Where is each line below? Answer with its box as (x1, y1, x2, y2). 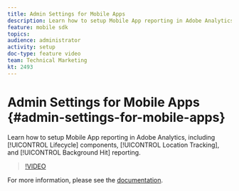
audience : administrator (7, 37, 81, 44)
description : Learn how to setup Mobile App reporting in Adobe (7, 17, 202, 24)
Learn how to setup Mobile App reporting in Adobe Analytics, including (7, 133, 216, 141)
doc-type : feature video (7, 51, 81, 58)
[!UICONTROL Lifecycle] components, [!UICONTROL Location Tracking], (7, 140, 220, 149)
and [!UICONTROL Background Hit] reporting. (7, 148, 141, 157)
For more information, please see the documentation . (7, 175, 164, 184)
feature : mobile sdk (7, 24, 69, 31)
